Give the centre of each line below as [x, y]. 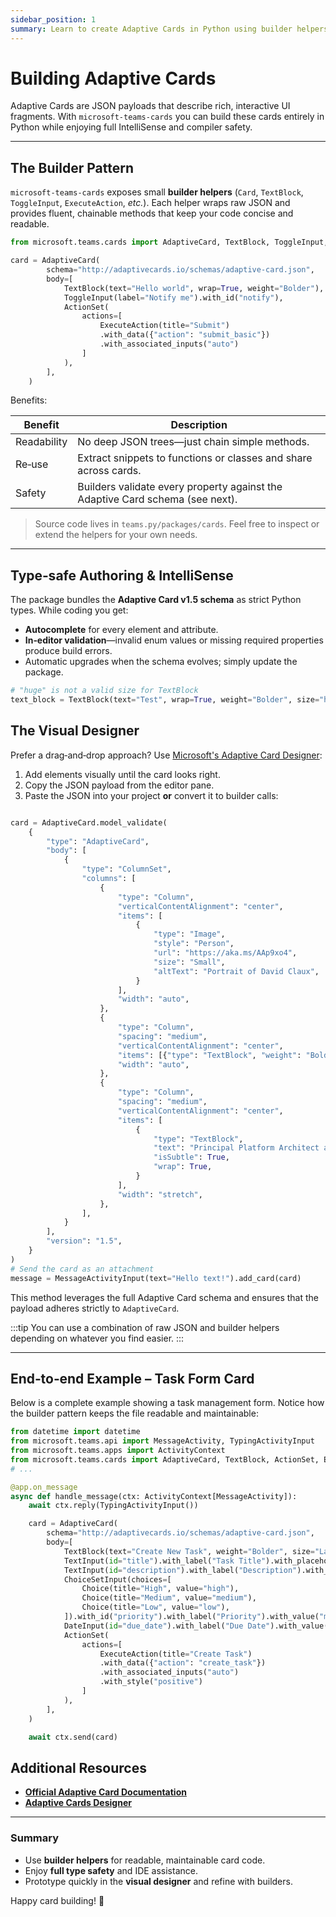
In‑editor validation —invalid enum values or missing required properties [174, 640]
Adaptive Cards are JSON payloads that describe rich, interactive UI [150, 106]
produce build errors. [68, 651]
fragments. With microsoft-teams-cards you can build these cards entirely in [167, 117]
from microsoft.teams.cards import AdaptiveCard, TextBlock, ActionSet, [165, 1459]
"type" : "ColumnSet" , [126, 869]
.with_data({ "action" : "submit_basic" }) [185, 335]
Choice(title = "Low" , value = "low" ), [155, 1607]
